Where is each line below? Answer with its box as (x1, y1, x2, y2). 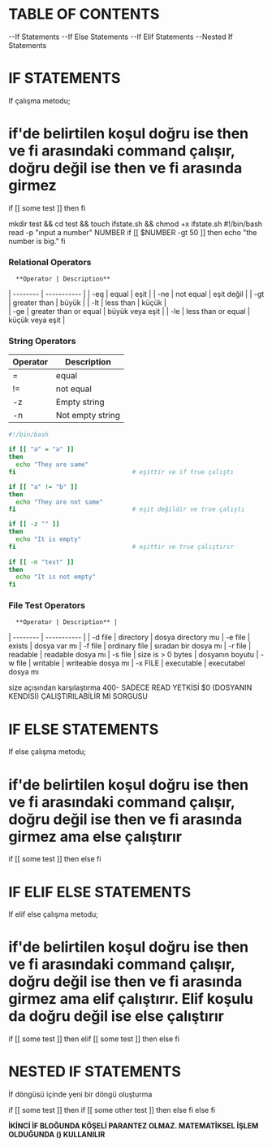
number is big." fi (8, 236, 66, 246)
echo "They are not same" (15, 498, 104, 506)
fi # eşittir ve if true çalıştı (8, 468, 234, 476)
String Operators (8, 335, 76, 347)
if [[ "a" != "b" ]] (8, 482, 79, 491)
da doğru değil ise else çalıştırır (8, 1007, 225, 1026)
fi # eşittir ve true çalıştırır (8, 543, 234, 551)
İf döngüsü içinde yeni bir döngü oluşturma (8, 1089, 153, 1099)
